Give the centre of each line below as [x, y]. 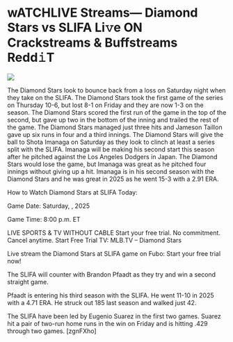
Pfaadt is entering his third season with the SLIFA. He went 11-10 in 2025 [111, 295]
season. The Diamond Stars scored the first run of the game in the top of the [117, 112]
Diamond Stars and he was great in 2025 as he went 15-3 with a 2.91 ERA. [113, 179]
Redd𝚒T [31, 58]
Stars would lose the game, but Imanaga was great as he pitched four [107, 164]
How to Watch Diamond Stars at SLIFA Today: [72, 192]
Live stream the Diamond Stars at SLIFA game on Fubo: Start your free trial [114, 253]
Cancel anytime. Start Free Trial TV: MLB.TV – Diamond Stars [95, 240]
